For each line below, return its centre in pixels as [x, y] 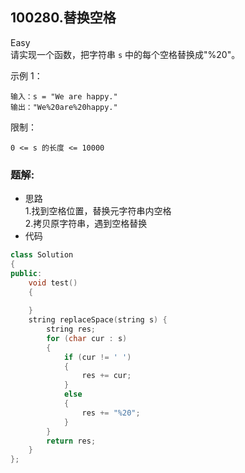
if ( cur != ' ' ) [97, 357]
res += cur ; [106, 376]
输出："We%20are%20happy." [64, 107]
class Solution [42, 255]
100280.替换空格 [63, 18]
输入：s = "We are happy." [64, 96]
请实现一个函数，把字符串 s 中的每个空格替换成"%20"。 [125, 54]
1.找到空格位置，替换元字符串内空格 [98, 211]
